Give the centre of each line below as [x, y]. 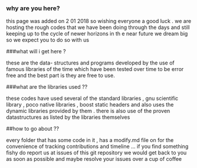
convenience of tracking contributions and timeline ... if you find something [97, 147]
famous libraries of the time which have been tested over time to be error [95, 69]
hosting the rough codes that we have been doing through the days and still [98, 27]
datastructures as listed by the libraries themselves [68, 117]
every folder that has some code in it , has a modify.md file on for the [90, 140]
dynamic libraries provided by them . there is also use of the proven [88, 111]
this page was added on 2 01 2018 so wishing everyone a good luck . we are [99, 21]
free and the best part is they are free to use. [60, 76]
